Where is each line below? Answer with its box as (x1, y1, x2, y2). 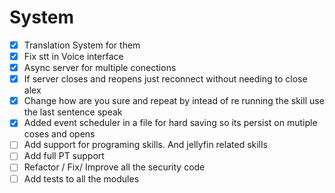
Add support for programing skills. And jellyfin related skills (23, 139, 268, 151)
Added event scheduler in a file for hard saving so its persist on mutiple (23, 117, 318, 129)
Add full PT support (23, 150, 105, 162)
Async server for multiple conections (23, 62, 177, 74)
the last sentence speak (23, 106, 123, 118)
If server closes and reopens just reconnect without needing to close (23, 73, 308, 85)
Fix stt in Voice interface (23, 51, 124, 62)
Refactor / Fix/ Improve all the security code (23, 161, 206, 173)
